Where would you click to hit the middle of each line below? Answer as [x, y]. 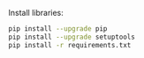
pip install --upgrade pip [58, 29]
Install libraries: [36, 13]
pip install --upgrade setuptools [72, 37]
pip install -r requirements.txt [70, 45]
